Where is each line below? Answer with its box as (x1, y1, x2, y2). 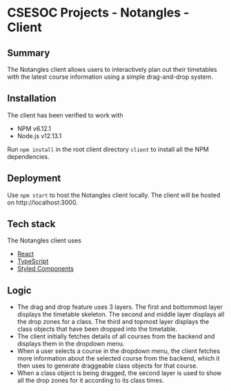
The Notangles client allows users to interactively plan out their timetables (7, 66, 217, 73)
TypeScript (17, 257, 49, 265)
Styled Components (17, 265, 74, 273)
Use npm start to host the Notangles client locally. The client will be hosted (7, 191, 221, 199)
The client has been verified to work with (7, 111, 123, 119)
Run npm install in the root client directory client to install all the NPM (7, 145, 209, 153)
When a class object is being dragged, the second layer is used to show (17, 369, 222, 377)
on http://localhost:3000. (7, 198, 78, 207)
